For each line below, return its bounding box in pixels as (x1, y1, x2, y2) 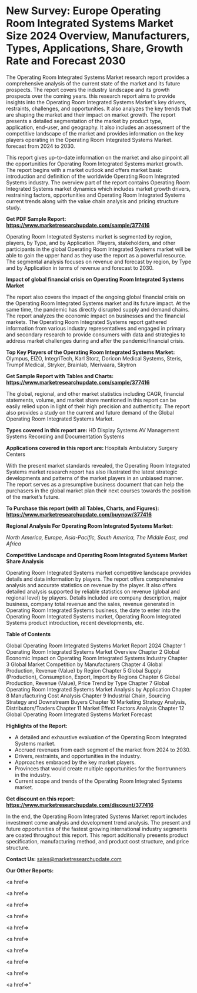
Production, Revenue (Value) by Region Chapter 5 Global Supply (6, 667, 162, 674)
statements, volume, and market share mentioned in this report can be (6, 396, 176, 403)
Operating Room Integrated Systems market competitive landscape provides (6, 569, 191, 576)
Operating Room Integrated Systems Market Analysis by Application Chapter (6, 686, 192, 693)
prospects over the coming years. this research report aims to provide (6, 92, 176, 100)
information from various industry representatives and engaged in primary (6, 325, 186, 332)
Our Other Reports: (6, 867, 54, 874)
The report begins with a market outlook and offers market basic (6, 166, 163, 173)
